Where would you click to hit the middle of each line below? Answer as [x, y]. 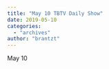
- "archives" [32, 32]
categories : [24, 26]
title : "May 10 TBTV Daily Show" [55, 13]
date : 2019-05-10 [32, 20]
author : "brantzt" [33, 39]
